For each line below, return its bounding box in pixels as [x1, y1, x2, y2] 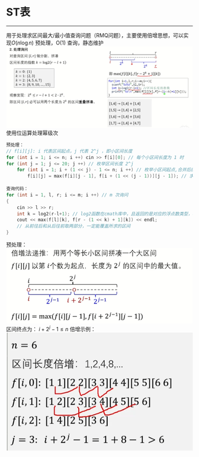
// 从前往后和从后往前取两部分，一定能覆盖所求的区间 [17, 223, 131, 229]
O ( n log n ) [11, 39, 34, 46]
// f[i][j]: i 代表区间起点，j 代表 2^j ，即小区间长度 [6, 148, 133, 154]
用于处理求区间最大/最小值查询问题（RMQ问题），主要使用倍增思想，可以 [6, 31, 184, 39]
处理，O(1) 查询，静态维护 [40, 39, 104, 46]
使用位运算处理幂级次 [6, 129, 58, 137]
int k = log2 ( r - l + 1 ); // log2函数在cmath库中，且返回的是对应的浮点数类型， [17, 211, 192, 217]
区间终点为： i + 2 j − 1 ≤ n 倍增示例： [6, 324, 96, 332]
